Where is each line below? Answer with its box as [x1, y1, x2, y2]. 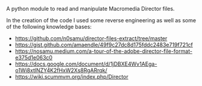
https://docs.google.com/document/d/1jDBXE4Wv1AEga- [14, 60, 157, 67]
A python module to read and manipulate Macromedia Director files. [6, 5, 175, 12]
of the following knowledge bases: [6, 23, 92, 30]
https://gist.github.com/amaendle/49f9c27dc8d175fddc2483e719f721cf [14, 41, 193, 48]
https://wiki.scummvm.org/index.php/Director [14, 73, 128, 80]
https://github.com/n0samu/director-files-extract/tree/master [14, 35, 168, 41]
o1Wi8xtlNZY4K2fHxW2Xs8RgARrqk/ [14, 67, 107, 74]
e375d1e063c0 [14, 54, 53, 61]
